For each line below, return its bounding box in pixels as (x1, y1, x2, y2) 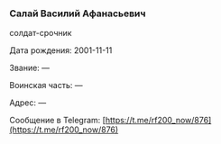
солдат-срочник (9, 28, 72, 39)
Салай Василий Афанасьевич (9, 7, 146, 20)
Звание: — (9, 62, 51, 74)
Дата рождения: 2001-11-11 (9, 45, 113, 56)
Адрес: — (9, 97, 47, 108)
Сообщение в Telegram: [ (9, 115, 106, 126)
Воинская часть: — (9, 80, 83, 91)
